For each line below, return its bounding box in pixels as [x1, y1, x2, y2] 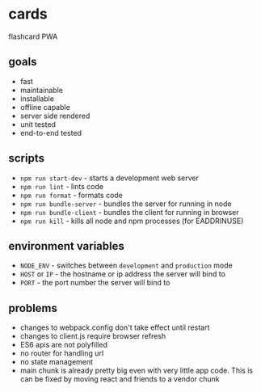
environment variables [8, 239, 125, 253]
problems [8, 301, 58, 315]
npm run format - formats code [19, 190, 124, 200]
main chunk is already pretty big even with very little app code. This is [19, 365, 253, 376]
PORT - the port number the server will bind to [19, 278, 170, 288]
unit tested [19, 119, 57, 129]
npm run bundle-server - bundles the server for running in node [19, 199, 232, 209]
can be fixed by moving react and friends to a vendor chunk [19, 374, 220, 384]
